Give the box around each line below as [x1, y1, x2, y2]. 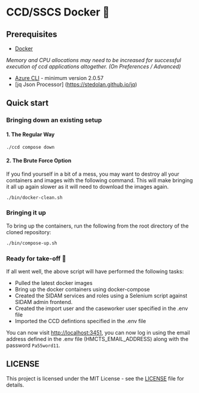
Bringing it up [6, 208, 47, 217]
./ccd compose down [6, 144, 55, 150]
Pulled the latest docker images [14, 279, 93, 286]
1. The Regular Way [6, 131, 55, 138]
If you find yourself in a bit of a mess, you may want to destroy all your [6, 170, 180, 177]
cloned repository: [6, 228, 51, 235]
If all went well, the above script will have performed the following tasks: [6, 268, 184, 275]
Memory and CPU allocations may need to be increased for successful [6, 57, 181, 63]
